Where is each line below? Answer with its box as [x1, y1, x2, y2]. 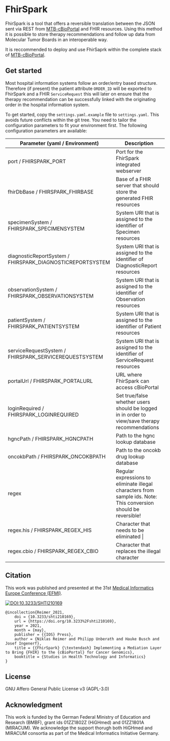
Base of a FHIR [115, 175, 151, 182]
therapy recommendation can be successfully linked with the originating [5, 96, 156, 102]
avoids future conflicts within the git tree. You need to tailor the [5, 117, 137, 123]
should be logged [115, 405, 158, 412]
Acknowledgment [5, 700, 63, 709]
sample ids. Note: [115, 493, 157, 500]
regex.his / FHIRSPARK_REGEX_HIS [8, 527, 92, 534]
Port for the [115, 148, 143, 155]
